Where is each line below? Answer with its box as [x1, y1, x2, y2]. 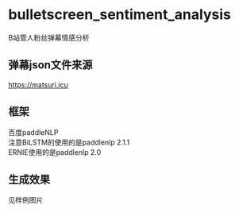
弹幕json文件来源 [8, 58, 93, 72]
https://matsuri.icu [8, 79, 69, 89]
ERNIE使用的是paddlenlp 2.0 [8, 147, 102, 156]
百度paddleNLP [8, 127, 59, 137]
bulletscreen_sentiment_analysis [8, 6, 232, 24]
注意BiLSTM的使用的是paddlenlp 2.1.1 [8, 137, 130, 147]
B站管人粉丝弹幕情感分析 [8, 33, 90, 42]
